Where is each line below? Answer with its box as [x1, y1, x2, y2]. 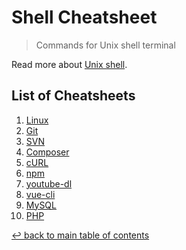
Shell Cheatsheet [11, 6, 158, 29]
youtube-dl [25, 177, 73, 190]
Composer [25, 146, 70, 158]
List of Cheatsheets [11, 87, 136, 105]
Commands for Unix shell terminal [35, 39, 176, 51]
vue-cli [25, 188, 56, 200]
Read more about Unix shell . [11, 58, 128, 70]
